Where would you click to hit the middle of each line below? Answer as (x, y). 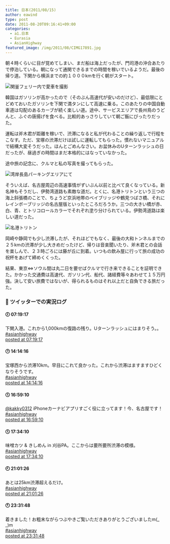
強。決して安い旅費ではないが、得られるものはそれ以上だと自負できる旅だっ (85, 281)
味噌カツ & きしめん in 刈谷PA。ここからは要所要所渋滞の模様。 (72, 445)
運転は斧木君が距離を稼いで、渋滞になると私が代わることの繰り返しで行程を (85, 133)
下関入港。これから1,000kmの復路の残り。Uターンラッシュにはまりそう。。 (83, 328)
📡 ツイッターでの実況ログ (36, 301)
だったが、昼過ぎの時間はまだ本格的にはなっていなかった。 (67, 153)
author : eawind (21, 15)
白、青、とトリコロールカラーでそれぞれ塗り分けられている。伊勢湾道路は (83, 210)
